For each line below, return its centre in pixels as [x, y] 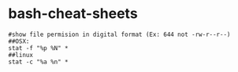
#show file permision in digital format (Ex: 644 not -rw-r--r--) [119, 34]
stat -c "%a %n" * [38, 62]
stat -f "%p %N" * [38, 48]
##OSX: [19, 41]
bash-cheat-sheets [73, 14]
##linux [21, 55]
